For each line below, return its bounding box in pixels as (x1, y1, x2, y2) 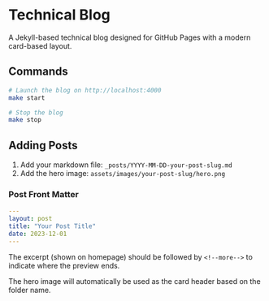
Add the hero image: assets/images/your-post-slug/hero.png (20, 169, 226, 178)
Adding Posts (8, 138, 79, 152)
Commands (8, 65, 69, 79)
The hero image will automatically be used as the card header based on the (8, 276, 262, 286)
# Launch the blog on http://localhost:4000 (8, 86, 162, 94)
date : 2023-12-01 (8, 230, 67, 238)
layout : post (8, 215, 53, 223)
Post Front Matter (8, 188, 79, 200)
